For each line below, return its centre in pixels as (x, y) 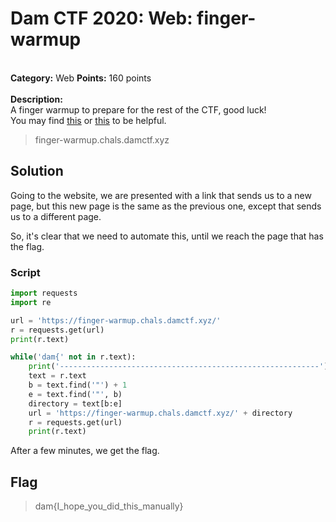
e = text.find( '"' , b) (75, 394)
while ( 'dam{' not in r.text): (73, 357)
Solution (37, 171)
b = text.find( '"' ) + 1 (78, 385)
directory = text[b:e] (75, 403)
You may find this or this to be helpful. (88, 120)
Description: (36, 99)
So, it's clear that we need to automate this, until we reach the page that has (167, 236)
